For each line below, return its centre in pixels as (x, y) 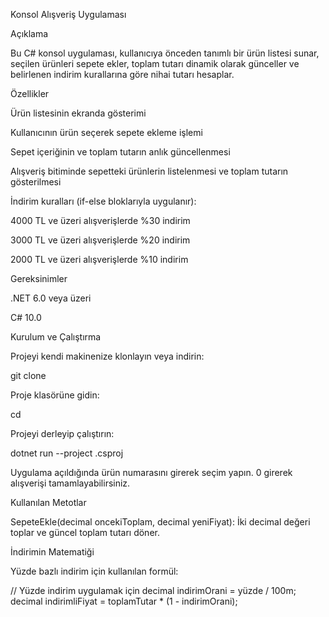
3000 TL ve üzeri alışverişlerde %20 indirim (100, 240)
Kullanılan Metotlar (48, 502)
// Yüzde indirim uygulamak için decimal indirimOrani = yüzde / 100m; (153, 590)
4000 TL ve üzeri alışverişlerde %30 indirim (100, 220)
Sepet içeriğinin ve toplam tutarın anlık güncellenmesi (120, 152)
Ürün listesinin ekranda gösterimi (78, 113)
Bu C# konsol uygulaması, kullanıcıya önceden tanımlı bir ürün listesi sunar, (165, 53)
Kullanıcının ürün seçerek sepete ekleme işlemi (106, 132)
